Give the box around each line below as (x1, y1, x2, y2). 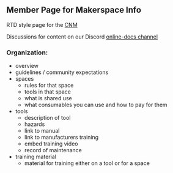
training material (15, 153, 57, 161)
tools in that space (24, 88, 72, 95)
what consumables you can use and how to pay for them (24, 101, 167, 109)
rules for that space (24, 82, 74, 89)
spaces (15, 75, 34, 83)
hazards (24, 120, 45, 128)
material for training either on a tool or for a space (24, 160, 150, 167)
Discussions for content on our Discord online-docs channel (6, 33, 158, 40)
